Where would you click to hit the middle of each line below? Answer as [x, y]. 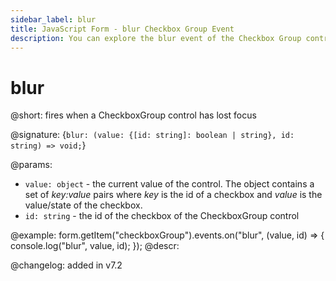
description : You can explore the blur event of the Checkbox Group [156, 38]
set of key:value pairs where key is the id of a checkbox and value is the [173, 195]
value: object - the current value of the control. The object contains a [169, 184]
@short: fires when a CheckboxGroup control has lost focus [133, 115]
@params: [31, 165]
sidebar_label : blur [53, 19]
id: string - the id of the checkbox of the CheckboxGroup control [162, 216]
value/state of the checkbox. [83, 205]
